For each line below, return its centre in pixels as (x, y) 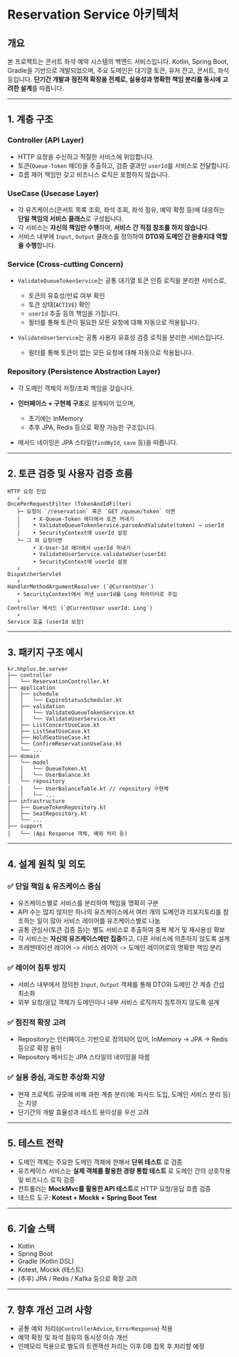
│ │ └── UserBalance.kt (49, 775)
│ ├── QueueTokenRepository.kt (57, 808)
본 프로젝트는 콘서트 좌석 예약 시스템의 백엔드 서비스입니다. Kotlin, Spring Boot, (118, 62)
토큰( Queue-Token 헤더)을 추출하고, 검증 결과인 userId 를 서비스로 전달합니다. (124, 165)
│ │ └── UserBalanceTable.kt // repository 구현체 (88, 789)
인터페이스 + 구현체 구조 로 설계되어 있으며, (76, 403)
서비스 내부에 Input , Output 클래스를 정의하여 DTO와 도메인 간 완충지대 (116, 236)
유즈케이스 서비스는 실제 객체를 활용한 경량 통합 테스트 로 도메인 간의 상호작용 (124, 1170)
